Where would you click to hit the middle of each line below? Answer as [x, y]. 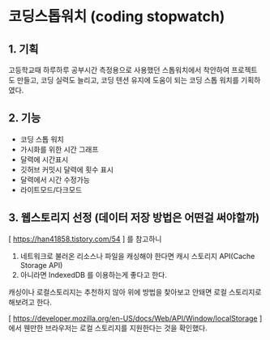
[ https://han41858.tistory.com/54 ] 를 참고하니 [85, 239]
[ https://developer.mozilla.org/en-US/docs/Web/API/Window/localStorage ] [135, 318]
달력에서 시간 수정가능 [55, 180]
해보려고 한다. [30, 302]
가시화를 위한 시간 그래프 [59, 149]
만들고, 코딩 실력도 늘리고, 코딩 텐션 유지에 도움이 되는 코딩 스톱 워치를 [128, 80]
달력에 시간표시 [44, 159]
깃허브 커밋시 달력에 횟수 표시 [66, 169]
